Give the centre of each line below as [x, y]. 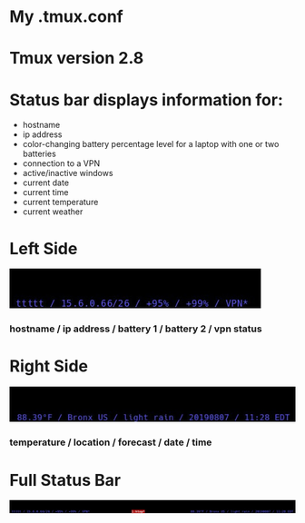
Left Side [44, 248]
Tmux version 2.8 [77, 59]
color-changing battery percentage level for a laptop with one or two [151, 144]
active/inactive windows [68, 173]
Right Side [49, 366]
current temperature [60, 202]
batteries [39, 154]
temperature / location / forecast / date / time [111, 442]
